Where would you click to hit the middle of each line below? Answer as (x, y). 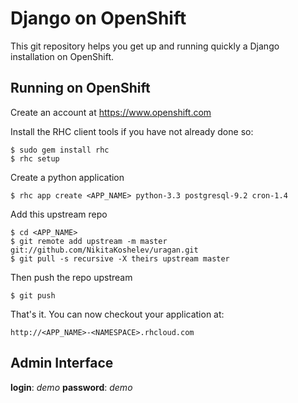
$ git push (33, 295)
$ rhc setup (35, 158)
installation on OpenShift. (62, 56)
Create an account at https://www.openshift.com (111, 112)
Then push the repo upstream (71, 277)
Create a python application (67, 177)
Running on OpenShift (80, 88)
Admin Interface (62, 363)
